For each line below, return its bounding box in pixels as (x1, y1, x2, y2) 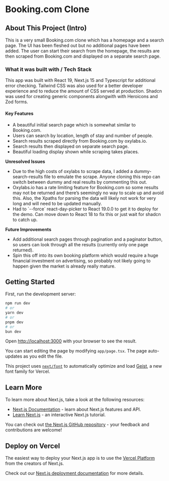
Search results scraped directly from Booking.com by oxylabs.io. (12, 138, 147, 144)
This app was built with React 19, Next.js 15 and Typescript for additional (5, 77, 156, 83)
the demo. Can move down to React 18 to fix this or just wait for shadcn (12, 211, 161, 217)
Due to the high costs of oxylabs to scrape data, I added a (12, 168, 133, 174)
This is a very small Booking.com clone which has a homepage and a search (5, 37, 164, 43)
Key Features (5, 110, 34, 116)
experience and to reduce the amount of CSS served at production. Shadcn (5, 88, 162, 94)
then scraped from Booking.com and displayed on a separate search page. (5, 53, 161, 59)
